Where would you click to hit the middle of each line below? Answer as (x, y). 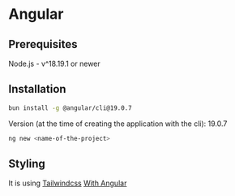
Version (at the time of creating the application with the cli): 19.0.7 (118, 124)
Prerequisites (43, 44)
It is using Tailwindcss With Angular (68, 183)
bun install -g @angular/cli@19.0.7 (70, 108)
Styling (27, 163)
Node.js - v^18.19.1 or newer (55, 63)
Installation (37, 89)
